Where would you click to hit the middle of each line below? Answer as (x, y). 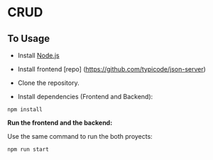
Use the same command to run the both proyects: (80, 136)
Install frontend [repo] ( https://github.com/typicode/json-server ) (111, 69)
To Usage (29, 39)
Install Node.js (38, 55)
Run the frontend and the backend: (60, 122)
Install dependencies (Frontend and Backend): (85, 97)
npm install (25, 110)
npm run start (28, 149)
